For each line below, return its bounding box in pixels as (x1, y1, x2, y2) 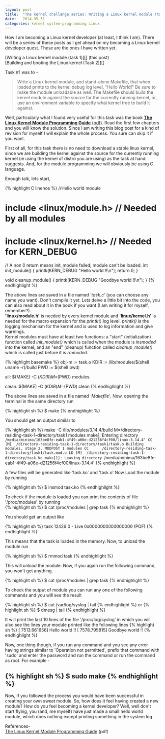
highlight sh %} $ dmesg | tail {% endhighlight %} (5, 607, 106, 613)
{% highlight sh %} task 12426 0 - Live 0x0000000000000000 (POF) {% (5, 523, 153, 529)
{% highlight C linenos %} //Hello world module (5, 185, 101, 191)
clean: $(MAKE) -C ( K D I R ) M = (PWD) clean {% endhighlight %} (5, 383, 131, 390)
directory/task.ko (5, 456, 43, 461)
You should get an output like (5, 514, 64, 520)
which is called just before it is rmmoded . (5, 350, 88, 356)
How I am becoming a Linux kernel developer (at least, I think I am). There (5, 35, 155, 40)
